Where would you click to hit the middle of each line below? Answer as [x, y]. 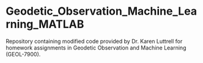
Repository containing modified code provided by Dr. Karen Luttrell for [94, 41]
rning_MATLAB [45, 24]
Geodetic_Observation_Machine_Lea [101, 11]
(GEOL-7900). [23, 54]
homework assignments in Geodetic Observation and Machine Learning [96, 48]
